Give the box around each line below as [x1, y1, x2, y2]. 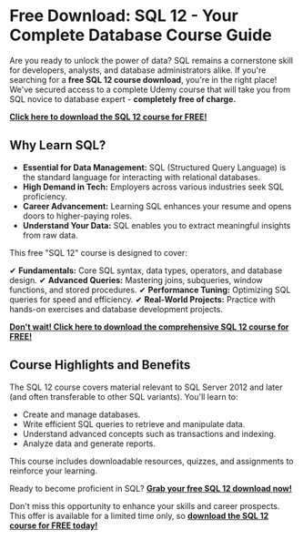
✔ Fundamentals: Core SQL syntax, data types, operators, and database [9, 265, 283, 276]
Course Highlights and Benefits [9, 357, 191, 373]
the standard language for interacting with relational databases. [22, 171, 261, 182]
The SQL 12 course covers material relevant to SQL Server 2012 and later [9, 382, 283, 392]
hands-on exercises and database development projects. [9, 303, 223, 314]
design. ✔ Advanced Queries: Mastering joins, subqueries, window [9, 274, 263, 285]
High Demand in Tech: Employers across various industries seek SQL [22, 181, 285, 192]
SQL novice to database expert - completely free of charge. [9, 93, 237, 105]
